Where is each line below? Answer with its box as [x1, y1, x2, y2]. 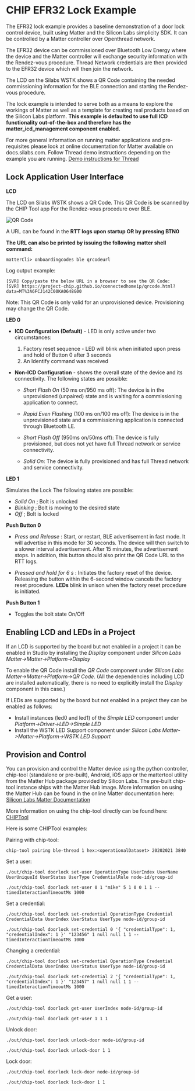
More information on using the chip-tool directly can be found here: [6, 807, 168, 814]
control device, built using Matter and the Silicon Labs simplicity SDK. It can [6, 29, 187, 36]
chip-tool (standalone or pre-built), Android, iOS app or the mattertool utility [6, 771, 187, 778]
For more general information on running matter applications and [6, 136, 161, 143]
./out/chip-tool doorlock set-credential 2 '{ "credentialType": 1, [6, 974, 176, 980]
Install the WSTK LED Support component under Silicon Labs [14, 726, 161, 734]
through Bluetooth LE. [23, 422, 76, 430]
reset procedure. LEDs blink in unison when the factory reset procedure [14, 581, 187, 588]
